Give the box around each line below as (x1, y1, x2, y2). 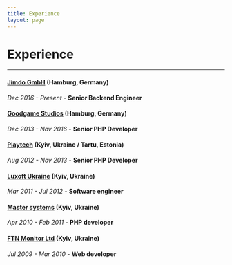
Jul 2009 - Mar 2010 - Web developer (7, 250, 117, 258)
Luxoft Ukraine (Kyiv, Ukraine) (7, 172, 95, 180)
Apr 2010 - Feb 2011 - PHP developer (7, 219, 114, 227)
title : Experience (7, 10, 60, 17)
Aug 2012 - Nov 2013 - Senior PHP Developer (7, 156, 138, 165)
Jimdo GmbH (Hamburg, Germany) (7, 78, 109, 86)
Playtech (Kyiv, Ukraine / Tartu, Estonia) (7, 140, 124, 149)
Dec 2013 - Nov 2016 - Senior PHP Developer (7, 125, 138, 133)
